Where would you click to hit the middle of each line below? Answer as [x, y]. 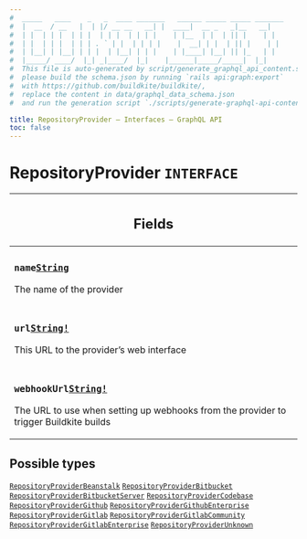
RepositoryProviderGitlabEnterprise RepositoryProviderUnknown [132, 525]
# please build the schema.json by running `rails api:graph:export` [147, 78]
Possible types [53, 464]
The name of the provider [69, 290]
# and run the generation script [75, 103]
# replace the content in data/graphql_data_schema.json [122, 94]
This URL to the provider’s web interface [101, 350]
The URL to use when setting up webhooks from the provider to [150, 410]
